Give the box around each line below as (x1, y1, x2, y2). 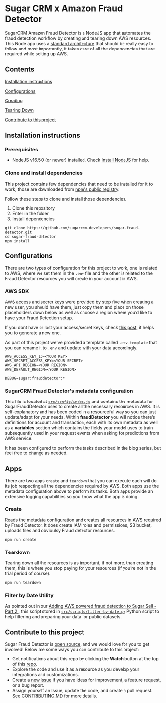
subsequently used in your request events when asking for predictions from (5, 430, 160, 436)
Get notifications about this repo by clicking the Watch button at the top (12, 656, 159, 662)
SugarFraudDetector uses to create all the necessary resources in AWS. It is (5, 404, 160, 410)
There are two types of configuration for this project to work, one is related (5, 265, 158, 271)
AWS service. (5, 435, 33, 441)
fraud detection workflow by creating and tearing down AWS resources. (5, 35, 152, 41)
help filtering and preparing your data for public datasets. (5, 613, 122, 619)
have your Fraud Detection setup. (5, 315, 73, 321)
